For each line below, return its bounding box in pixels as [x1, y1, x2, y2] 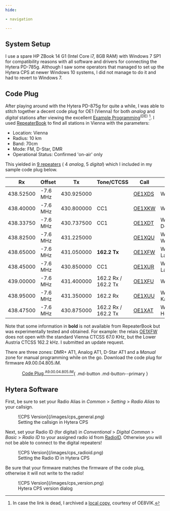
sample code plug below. [5, 166, 58, 172]
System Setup [5, 40, 51, 48]
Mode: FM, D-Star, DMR [12, 145, 63, 152]
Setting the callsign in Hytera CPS [18, 419, 89, 425]
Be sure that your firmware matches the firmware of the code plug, [5, 465, 145, 471]
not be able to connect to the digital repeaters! [5, 440, 102, 446]
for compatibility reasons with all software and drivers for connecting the [5, 59, 157, 65]
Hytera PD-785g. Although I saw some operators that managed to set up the [5, 64, 164, 70]
